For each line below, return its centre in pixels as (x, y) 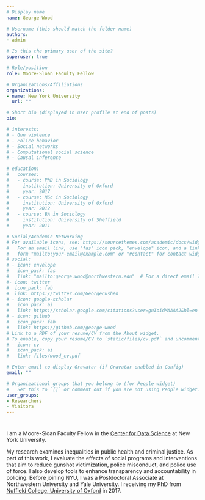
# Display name (26, 12)
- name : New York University (43, 96)
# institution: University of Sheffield (64, 220)
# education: (23, 169)
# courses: (23, 175)
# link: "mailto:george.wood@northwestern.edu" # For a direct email (101, 276)
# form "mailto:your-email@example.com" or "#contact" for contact (97, 254)
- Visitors (20, 406)
